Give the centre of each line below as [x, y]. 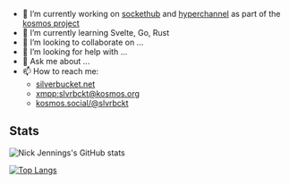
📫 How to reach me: [60, 71]
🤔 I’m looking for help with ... [75, 52]
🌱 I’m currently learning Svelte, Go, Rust [96, 33]
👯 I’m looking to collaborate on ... [83, 42]
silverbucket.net [65, 84]
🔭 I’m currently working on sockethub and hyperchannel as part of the [151, 14]
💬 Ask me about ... [56, 61]
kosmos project [51, 23]
